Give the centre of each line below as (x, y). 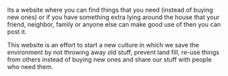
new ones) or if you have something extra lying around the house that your (113, 17)
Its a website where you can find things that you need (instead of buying (110, 10)
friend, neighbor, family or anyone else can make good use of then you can (114, 24)
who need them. (30, 67)
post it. (17, 31)
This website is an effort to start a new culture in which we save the (103, 45)
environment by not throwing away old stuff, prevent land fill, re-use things (113, 52)
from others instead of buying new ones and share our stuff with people (110, 60)
